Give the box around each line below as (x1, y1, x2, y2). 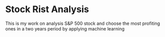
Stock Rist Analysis (5, 4, 89, 15)
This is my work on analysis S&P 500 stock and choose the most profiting (5, 20, 160, 26)
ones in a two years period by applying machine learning (5, 25, 125, 31)
